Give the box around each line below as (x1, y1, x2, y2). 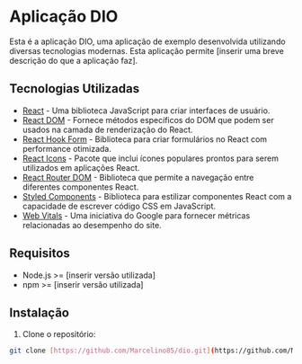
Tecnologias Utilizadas (9, 81, 140, 96)
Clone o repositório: (22, 329, 96, 340)
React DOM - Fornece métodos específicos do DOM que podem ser (22, 114, 274, 125)
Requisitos (9, 245, 70, 262)
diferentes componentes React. (22, 182, 139, 192)
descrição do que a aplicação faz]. (9, 55, 138, 66)
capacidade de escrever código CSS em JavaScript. (22, 200, 217, 211)
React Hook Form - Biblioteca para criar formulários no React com (22, 133, 268, 145)
